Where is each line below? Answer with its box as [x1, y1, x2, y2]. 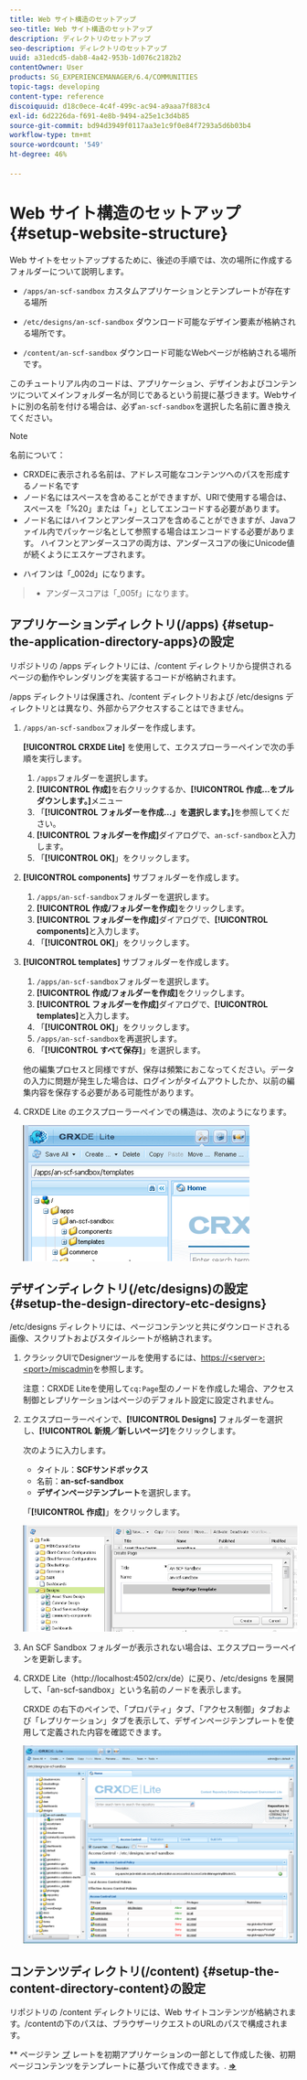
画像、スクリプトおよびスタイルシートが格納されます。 [9, 1333, 217, 1344]
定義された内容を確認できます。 [47, 1727, 166, 1738]
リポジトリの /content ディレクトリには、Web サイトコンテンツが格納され [9, 2006, 289, 2017]
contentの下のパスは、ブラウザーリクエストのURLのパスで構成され [26, 2018, 281, 2029]
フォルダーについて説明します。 [9, 265, 130, 276]
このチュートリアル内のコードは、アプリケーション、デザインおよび [9, 378, 265, 389]
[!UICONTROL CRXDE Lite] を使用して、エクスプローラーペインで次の [22, 741, 287, 752]
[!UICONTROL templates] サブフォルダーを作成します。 [22, 956, 235, 967]
